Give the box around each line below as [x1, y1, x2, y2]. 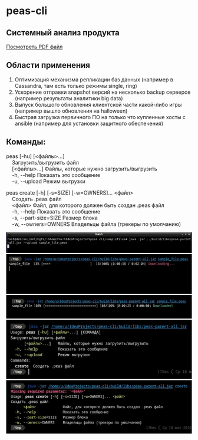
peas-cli [6, 4, 48, 18]
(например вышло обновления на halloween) [14, 107, 128, 114]
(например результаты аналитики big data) [14, 94, 123, 101]
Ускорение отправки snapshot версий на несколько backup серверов [14, 88, 191, 96]
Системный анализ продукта [6, 28, 120, 38]
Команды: [6, 137, 46, 147]
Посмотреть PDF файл [6, 43, 63, 50]
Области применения [6, 60, 90, 70]
